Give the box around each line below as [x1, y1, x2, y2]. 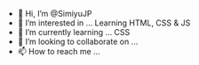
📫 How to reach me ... [17, 47, 100, 56]
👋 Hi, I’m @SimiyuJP [17, 9, 92, 18]
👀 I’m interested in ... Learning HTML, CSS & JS [17, 18, 191, 28]
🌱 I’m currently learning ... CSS [17, 27, 131, 37]
